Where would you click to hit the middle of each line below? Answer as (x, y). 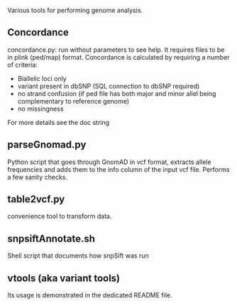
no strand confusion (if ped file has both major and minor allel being (117, 93)
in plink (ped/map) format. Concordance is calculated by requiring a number (118, 57)
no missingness (40, 109)
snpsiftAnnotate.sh (51, 238)
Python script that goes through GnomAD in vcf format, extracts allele (109, 162)
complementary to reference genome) (73, 101)
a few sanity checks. (37, 177)
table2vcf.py (36, 199)
